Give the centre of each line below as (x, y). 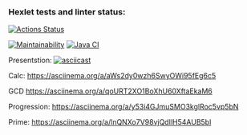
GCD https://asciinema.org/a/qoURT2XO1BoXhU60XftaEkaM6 (110, 91)
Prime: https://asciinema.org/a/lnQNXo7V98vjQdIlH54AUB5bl (110, 122)
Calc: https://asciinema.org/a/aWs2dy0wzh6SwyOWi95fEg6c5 (112, 76)
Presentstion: (30, 60)
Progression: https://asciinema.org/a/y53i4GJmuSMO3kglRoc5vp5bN (123, 107)
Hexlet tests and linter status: (67, 12)
